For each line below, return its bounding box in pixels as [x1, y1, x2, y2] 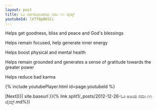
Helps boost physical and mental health [5, 49, 86, 55]
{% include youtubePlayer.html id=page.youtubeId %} [5, 84, 115, 90]
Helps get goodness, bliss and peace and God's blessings [5, 30, 124, 36]
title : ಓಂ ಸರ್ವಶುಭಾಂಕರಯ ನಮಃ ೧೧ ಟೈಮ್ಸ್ [5, 12, 75, 17]
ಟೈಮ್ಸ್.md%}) [5, 99, 31, 105]
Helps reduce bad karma [5, 74, 56, 80]
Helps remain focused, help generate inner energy [5, 40, 108, 46]
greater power [5, 64, 34, 70]
